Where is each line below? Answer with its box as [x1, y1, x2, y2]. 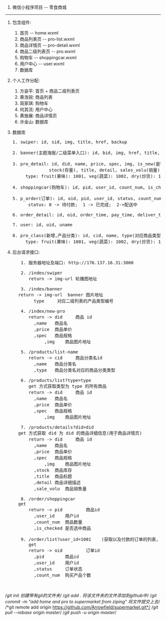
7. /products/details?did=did [20, 424, 94, 430]
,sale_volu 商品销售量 [34, 486, 87, 492]
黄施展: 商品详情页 [19, 113, 57, 119]
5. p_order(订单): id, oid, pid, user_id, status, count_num [12, 196, 162, 201]
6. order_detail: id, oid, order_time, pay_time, [12, 212, 135, 217]
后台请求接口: [12, 249, 40, 255]
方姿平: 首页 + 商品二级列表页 [19, 88, 80, 94]
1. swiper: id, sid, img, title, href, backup [12, 139, 127, 145]
